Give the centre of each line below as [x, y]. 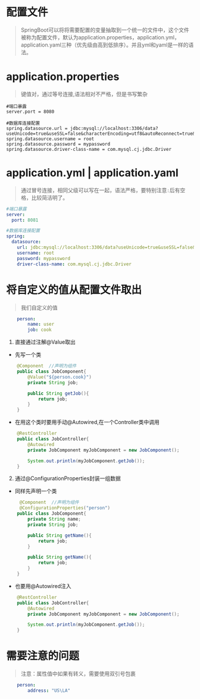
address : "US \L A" [49, 690]
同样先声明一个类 [36, 491]
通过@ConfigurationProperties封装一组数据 [68, 478]
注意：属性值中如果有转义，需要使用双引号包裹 [78, 674]
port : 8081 [25, 220]
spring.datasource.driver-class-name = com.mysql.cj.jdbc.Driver [89, 149]
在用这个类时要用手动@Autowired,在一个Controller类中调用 [87, 422]
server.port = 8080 [30, 112]
